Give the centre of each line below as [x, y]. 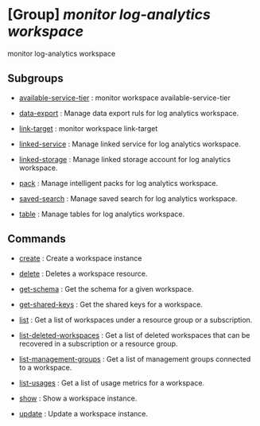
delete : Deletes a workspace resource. [83, 273]
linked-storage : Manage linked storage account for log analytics [125, 159]
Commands [37, 239]
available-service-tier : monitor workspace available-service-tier [125, 98]
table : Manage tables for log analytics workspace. [102, 214]
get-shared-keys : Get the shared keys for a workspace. [111, 304]
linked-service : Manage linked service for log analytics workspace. [130, 144]
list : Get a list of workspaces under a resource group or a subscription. [136, 319]
